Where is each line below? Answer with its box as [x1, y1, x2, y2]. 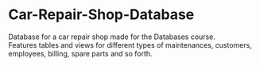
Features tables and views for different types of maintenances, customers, [8, 40, 252, 49]
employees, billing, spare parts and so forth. [8, 49, 153, 58]
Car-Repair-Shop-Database [8, 6, 195, 24]
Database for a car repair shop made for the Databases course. [8, 32, 216, 41]
